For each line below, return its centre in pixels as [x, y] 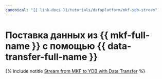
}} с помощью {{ [69, 46]
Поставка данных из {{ [57, 35]
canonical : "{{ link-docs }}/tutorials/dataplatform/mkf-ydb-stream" [82, 10]
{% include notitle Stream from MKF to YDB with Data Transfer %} [75, 71]
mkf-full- [130, 35]
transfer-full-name [46, 57]
